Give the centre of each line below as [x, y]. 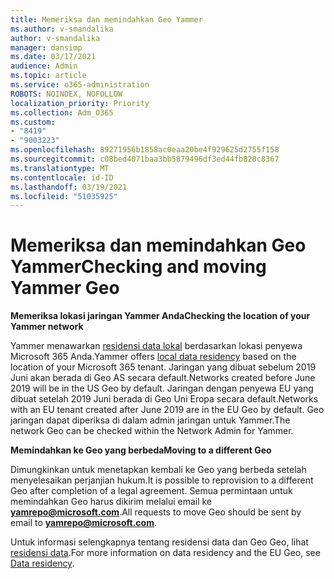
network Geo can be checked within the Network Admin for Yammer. [152, 431]
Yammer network [47, 327]
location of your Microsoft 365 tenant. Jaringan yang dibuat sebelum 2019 [163, 367]
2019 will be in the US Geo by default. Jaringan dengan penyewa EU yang [162, 388]
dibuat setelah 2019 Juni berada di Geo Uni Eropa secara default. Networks [164, 399]
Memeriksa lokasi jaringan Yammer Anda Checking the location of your [160, 316]
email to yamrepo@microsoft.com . [83, 523]
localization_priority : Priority [80, 103]
